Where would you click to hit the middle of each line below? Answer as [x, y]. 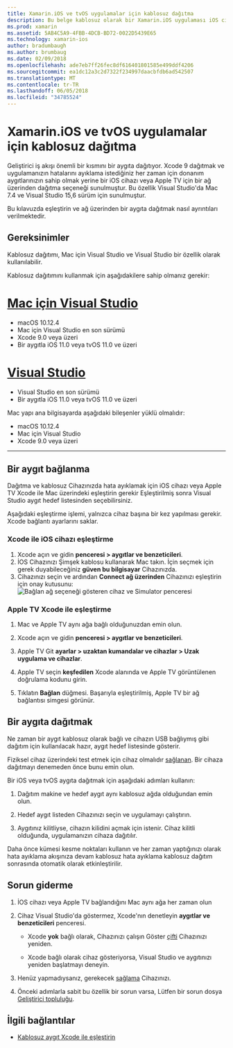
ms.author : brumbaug [37, 53]
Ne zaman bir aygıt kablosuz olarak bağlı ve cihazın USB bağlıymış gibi [108, 739]
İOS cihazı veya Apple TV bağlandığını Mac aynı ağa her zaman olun [114, 902]
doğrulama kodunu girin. [52, 680]
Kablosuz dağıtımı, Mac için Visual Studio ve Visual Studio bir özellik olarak [114, 255]
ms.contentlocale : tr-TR [43, 85]
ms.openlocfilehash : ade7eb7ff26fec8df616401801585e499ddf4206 [101, 65]
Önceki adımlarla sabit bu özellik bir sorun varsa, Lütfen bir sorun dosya [120, 991]
